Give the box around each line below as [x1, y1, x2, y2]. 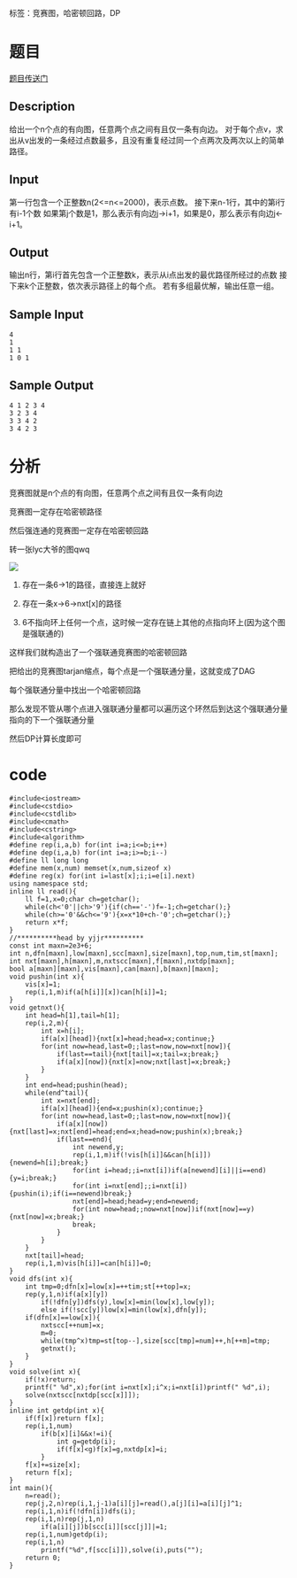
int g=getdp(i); [56, 1437, 117, 1446]
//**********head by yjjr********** [9, 933, 144, 942]
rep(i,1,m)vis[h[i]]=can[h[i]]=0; [25, 1258, 152, 1268]
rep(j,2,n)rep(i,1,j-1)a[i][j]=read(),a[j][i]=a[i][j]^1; [25, 1499, 243, 1508]
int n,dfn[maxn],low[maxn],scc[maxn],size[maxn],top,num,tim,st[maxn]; [9, 948, 278, 958]
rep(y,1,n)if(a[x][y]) [25, 1289, 109, 1299]
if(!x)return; [25, 1375, 77, 1384]
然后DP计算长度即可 [9, 733, 82, 744]
